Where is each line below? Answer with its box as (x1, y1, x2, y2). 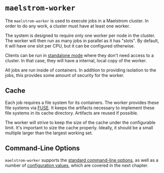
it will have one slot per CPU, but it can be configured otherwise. (5, 43, 135, 49)
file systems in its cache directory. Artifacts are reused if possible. (5, 110, 139, 116)
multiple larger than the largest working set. (5, 130, 93, 136)
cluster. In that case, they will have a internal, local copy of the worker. (5, 57, 147, 63)
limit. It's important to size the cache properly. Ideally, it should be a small (5, 124, 153, 130)
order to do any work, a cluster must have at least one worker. (5, 23, 130, 29)
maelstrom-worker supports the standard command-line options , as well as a (5, 157, 159, 163)
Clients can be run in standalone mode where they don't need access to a (5, 52, 154, 58)
